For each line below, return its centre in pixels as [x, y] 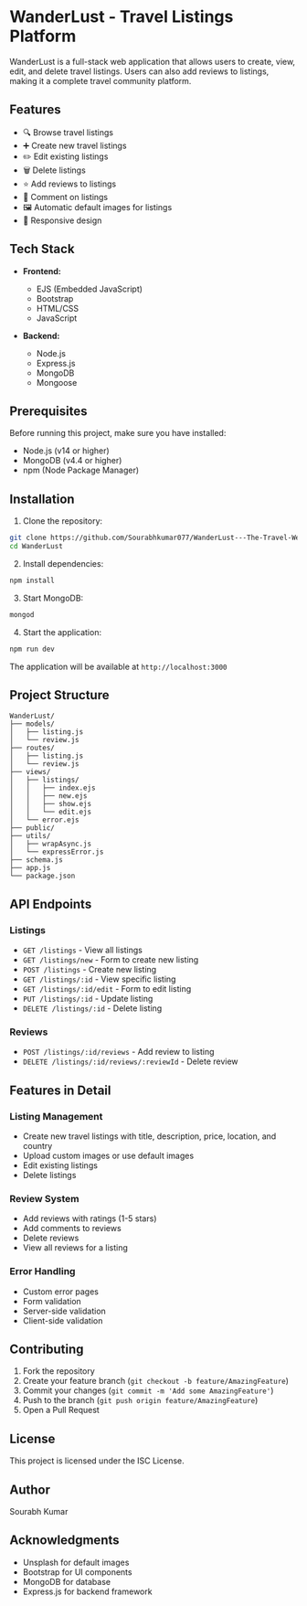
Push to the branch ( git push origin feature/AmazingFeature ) [140, 1400]
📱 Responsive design [62, 220]
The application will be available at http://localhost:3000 [118, 666]
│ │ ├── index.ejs [53, 788]
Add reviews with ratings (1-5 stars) [90, 1218]
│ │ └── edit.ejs [51, 812]
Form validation [52, 1301]
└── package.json [42, 876]
